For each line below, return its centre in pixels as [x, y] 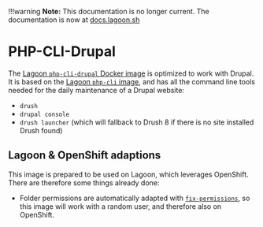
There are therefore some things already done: [84, 182]
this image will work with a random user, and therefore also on [120, 206]
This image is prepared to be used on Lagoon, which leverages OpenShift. [129, 174]
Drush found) [41, 130]
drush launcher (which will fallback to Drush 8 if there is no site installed [137, 122]
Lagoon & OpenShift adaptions [85, 156]
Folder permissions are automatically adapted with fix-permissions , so [135, 198]
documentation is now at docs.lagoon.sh [74, 20]
